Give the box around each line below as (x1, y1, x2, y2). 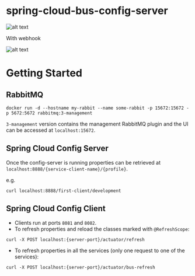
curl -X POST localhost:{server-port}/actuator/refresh (6, 236, 145, 243)
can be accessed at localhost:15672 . (6, 127, 96, 134)
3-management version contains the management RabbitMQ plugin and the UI (6, 120, 189, 127)
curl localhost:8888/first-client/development (6, 188, 121, 194)
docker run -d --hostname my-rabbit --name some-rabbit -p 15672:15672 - (6, 105, 190, 111)
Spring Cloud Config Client (6, 204, 106, 214)
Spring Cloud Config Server (6, 144, 109, 153)
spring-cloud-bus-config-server (6, 4, 168, 18)
